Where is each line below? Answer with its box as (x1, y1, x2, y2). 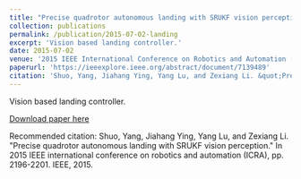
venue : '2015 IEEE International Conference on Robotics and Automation (9, 55, 287, 64)
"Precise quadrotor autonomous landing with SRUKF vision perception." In (9, 140, 283, 150)
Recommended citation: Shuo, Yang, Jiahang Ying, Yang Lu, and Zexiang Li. (9, 131, 289, 141)
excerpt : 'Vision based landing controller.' (9, 38, 182, 47)
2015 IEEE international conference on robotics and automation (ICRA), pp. (9, 149, 284, 160)
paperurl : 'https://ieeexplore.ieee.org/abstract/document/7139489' (9, 64, 271, 72)
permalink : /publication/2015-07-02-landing (9, 30, 178, 38)
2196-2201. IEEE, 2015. (9, 158, 94, 170)
